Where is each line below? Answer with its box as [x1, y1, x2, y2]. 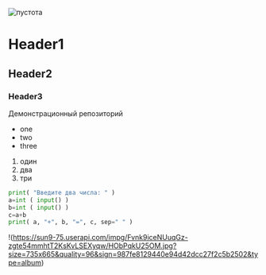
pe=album [8, 258, 42, 268]
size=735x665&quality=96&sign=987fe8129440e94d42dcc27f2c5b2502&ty [8, 250, 259, 259]
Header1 [8, 36, 64, 53]
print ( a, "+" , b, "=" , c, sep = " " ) [8, 219, 133, 227]
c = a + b [8, 211, 26, 219]
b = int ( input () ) [8, 203, 69, 211]
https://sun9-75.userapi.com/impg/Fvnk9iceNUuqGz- [13, 233, 188, 242]
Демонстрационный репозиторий [8, 108, 123, 118]
